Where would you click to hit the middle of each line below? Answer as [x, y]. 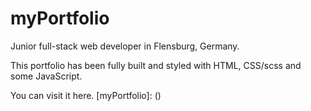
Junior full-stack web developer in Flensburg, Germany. [125, 46]
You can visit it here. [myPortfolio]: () [86, 95]
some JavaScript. [46, 76]
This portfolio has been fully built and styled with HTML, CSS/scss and [156, 65]
